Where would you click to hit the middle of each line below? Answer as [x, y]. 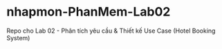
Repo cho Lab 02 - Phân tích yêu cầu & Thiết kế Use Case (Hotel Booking [111, 31]
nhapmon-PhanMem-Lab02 [89, 12]
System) [18, 37]
